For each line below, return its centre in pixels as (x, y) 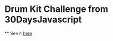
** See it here (19, 33)
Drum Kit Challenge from (56, 9)
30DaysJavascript (43, 20)
